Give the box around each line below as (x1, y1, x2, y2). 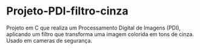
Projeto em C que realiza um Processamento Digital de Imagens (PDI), (6, 24, 181, 31)
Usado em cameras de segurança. (6, 37, 93, 44)
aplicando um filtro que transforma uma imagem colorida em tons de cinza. (6, 30, 194, 37)
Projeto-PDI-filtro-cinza (6, 4, 128, 18)
